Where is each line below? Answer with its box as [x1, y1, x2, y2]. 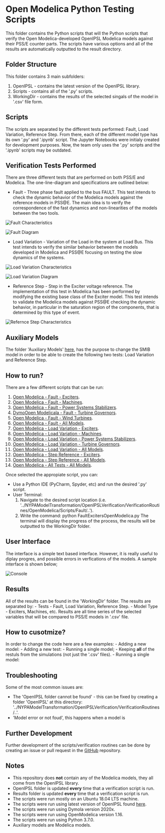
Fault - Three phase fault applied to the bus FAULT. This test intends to [12, 189, 156, 195]
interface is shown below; [5, 561, 58, 567]
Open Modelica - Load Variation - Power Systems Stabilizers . [12, 436, 137, 442]
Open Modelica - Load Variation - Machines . [12, 431, 103, 436]
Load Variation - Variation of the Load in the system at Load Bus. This [12, 239, 154, 245]
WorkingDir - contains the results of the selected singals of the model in [12, 93, 159, 99]
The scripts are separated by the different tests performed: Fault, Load [5, 126, 149, 132]
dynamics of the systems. [12, 255, 65, 261]
